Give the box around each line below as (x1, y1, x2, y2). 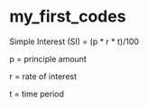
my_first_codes (9, 6, 126, 27)
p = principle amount (9, 53, 88, 64)
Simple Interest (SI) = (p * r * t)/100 (9, 36, 140, 47)
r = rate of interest (9, 70, 78, 82)
